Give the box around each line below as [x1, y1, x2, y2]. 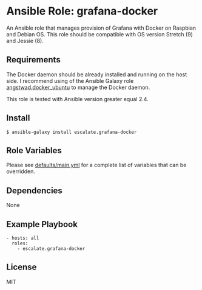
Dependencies [6, 185, 62, 196]
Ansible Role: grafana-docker [6, 4, 158, 18]
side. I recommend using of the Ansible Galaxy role [6, 77, 134, 84]
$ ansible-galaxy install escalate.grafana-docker [6, 129, 137, 135]
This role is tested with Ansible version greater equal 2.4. [6, 95, 149, 102]
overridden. [6, 168, 35, 175]
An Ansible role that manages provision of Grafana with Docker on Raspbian [6, 24, 196, 31]
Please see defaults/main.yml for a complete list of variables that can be [6, 162, 187, 169]
